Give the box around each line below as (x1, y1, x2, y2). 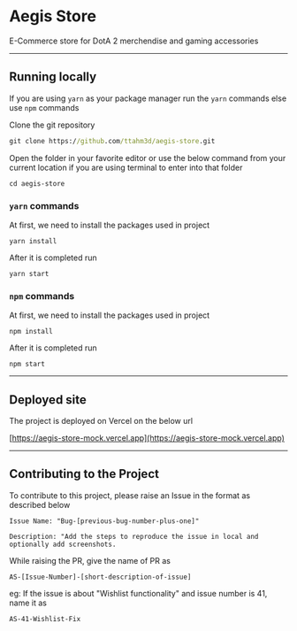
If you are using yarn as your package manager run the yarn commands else (9, 93, 287, 104)
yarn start (9, 269, 49, 278)
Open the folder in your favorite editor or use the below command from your (9, 152, 286, 163)
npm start (9, 360, 46, 369)
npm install (9, 327, 53, 336)
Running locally (9, 69, 97, 85)
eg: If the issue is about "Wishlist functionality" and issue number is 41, (9, 588, 268, 598)
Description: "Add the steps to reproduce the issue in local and (9, 532, 259, 541)
